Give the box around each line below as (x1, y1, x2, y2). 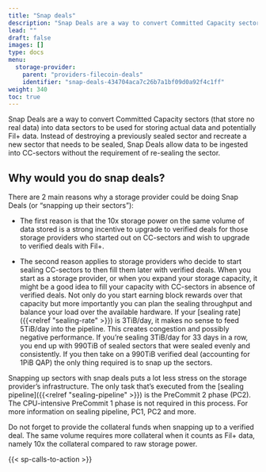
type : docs (8, 48, 44, 56)
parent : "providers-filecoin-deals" (22, 71, 144, 79)
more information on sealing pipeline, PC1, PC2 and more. (8, 407, 196, 416)
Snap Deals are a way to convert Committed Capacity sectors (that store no (8, 114, 255, 124)
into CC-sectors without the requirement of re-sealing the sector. (8, 148, 221, 158)
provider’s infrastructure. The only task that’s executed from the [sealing (8, 382, 244, 391)
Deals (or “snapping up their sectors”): (8, 201, 135, 210)
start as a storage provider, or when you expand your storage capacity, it (19, 274, 258, 283)
